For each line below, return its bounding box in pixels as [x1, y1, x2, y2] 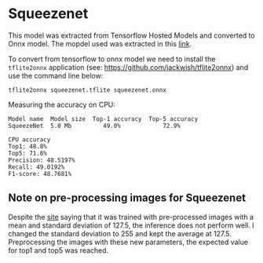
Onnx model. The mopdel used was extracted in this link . [8, 38, 192, 48]
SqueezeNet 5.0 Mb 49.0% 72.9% [8, 122, 181, 130]
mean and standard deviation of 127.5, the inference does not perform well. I [8, 221, 254, 230]
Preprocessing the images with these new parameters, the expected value [8, 237, 249, 247]
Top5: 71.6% [8, 149, 47, 157]
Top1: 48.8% [8, 142, 47, 150]
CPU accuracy [8, 135, 51, 144]
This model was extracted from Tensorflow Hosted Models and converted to [8, 31, 255, 40]
